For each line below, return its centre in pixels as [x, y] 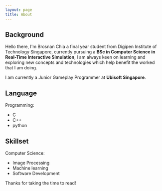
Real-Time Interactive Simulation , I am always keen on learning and [75, 57]
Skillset [17, 141]
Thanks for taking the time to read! [41, 183]
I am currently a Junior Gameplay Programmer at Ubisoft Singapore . [76, 77]
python [20, 126]
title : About [19, 14]
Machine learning [30, 168]
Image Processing [31, 163]
